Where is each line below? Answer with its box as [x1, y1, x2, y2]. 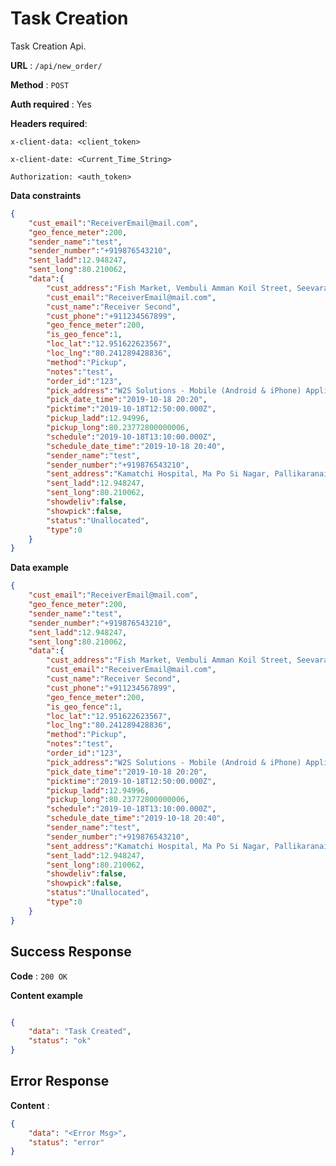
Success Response [10, 943, 132, 961]
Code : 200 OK [10, 970, 68, 982]
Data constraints [10, 189, 82, 201]
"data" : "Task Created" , [28, 1027, 132, 1037]
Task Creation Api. [10, 40, 87, 52]
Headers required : [10, 117, 88, 129]
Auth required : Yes [10, 98, 92, 110]
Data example [10, 562, 69, 574]
